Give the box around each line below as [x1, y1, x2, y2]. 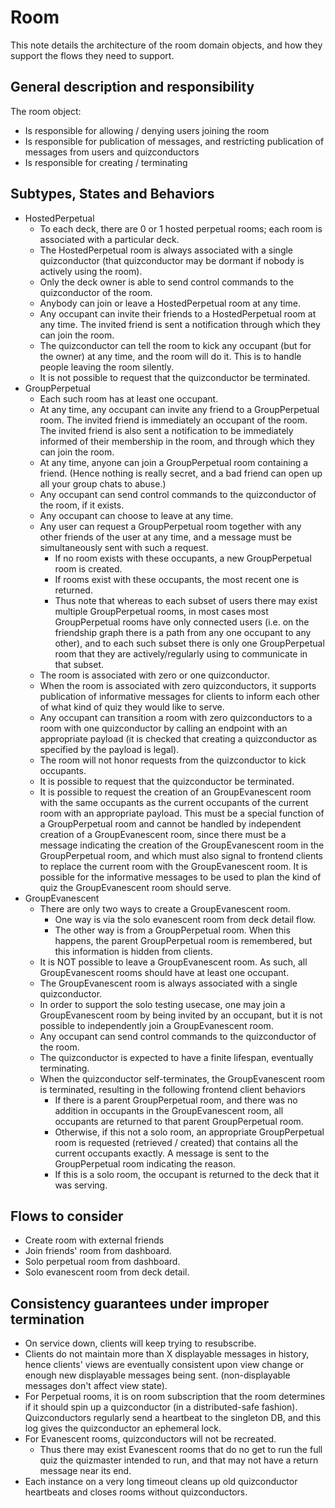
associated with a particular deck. [39, 233, 180, 245]
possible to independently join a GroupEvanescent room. [39, 1019, 274, 1031]
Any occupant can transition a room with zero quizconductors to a [39, 711, 313, 723]
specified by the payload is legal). [39, 743, 180, 755]
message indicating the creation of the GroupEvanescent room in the [39, 839, 325, 851]
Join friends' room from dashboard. [24, 1245, 172, 1257]
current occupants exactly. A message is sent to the [54, 1147, 270, 1159]
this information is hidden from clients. [54, 945, 213, 957]
